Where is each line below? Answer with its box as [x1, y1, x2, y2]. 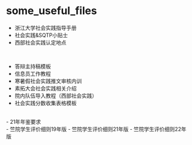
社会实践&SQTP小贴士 [14, 31, 69, 39]
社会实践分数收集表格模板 [14, 99, 77, 106]
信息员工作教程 [14, 70, 51, 77]
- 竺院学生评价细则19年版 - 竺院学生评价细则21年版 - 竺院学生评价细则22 [6, 125, 181, 133]
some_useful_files [6, 4, 97, 18]
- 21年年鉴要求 [6, 118, 41, 125]
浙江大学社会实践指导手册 [14, 24, 77, 31]
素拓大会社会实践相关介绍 [14, 85, 77, 92]
